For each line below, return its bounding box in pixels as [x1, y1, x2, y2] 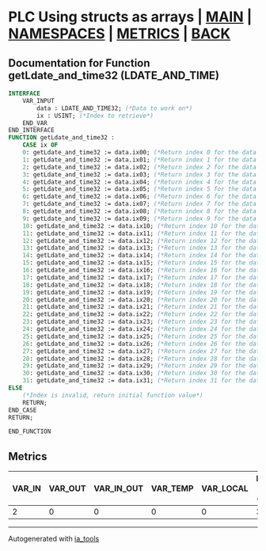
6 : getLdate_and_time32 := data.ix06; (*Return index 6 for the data [22, 192, 257, 201]
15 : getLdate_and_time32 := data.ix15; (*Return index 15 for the [22, 259, 246, 267]
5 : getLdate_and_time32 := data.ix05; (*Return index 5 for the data [22, 185, 257, 193]
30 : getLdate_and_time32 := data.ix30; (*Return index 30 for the [22, 369, 246, 378]
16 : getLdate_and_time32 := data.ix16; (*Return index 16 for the [22, 266, 246, 274]
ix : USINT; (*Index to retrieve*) [36, 112, 154, 120]
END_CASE [8, 406, 37, 414]
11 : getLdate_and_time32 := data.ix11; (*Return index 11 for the [22, 230, 246, 237]
